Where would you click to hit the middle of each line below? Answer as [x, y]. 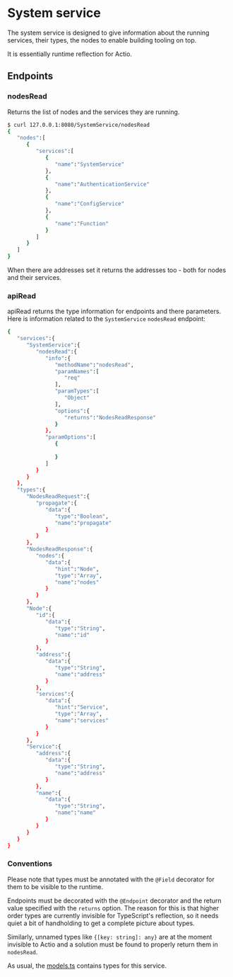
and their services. [35, 277]
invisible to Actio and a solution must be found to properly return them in [113, 944]
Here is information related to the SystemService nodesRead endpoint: [107, 319]
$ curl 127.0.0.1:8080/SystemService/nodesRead [79, 125]
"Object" [77, 398]
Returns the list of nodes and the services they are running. [94, 112]
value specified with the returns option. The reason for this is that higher [113, 908]
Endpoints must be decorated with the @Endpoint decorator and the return [114, 900]
